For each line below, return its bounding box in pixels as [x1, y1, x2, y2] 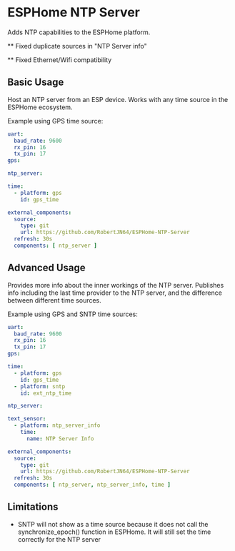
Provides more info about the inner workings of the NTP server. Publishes [7, 280, 224, 289]
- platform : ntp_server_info [14, 422, 101, 429]
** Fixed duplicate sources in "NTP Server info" [7, 41, 148, 50]
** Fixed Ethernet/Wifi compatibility [7, 55, 112, 64]
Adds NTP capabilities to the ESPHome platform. [7, 28, 151, 36]
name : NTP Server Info [26, 435, 94, 443]
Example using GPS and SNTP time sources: [7, 310, 138, 318]
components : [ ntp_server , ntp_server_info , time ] [14, 481, 171, 489]
